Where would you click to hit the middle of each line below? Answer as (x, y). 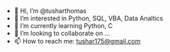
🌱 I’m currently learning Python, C (63, 26)
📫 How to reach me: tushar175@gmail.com (77, 41)
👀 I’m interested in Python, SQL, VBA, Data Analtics (89, 18)
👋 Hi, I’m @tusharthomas (50, 11)
